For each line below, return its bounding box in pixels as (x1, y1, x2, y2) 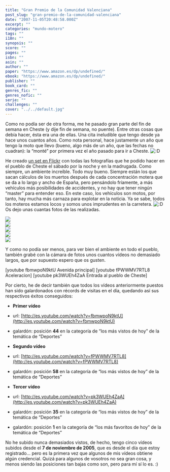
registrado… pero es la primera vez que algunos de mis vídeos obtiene (5, 450, 153, 456)
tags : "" (5, 31, 24, 36)
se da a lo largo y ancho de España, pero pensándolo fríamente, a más (5, 179, 153, 185)
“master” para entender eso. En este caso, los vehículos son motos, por (5, 190, 156, 196)
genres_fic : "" (5, 88, 38, 93)
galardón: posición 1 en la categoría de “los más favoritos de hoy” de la (12, 424, 161, 430)
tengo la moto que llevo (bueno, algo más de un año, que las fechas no (5, 143, 154, 148)
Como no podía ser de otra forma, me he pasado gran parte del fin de (5, 121, 151, 127)
